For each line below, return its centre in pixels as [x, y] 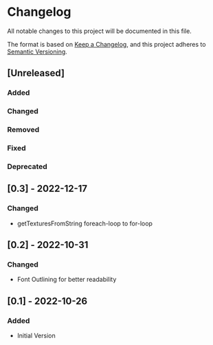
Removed [23, 130]
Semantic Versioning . [37, 52]
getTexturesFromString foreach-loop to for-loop [85, 223]
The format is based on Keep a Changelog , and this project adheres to [106, 44]
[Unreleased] [36, 73]
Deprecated [27, 166]
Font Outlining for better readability [67, 280]
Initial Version [36, 335]
